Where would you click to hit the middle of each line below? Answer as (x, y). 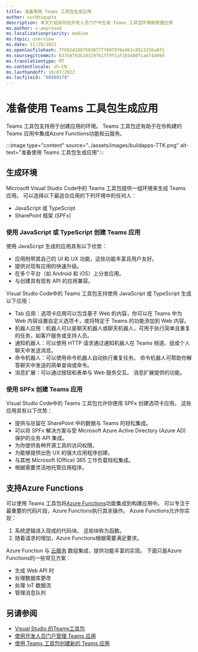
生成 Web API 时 (34, 570)
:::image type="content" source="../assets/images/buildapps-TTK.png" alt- (97, 145)
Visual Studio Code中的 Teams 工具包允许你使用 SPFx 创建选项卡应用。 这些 (99, 403)
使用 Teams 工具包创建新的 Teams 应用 (62, 643)
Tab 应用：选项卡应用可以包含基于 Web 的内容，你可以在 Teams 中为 (98, 313)
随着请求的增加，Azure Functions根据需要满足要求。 (78, 538)
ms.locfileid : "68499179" (38, 77)
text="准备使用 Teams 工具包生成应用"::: (55, 153)
